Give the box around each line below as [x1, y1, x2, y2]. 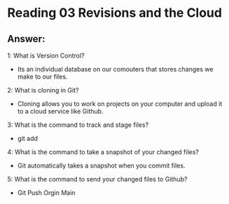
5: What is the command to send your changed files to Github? [7, 175, 188, 183]
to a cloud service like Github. [17, 107, 104, 115]
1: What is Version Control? [7, 51, 85, 60]
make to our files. [17, 72, 68, 81]
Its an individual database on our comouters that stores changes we [17, 65, 214, 73]
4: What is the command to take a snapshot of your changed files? [7, 148, 200, 156]
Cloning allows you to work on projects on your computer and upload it [17, 100, 223, 108]
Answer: [7, 33, 46, 45]
